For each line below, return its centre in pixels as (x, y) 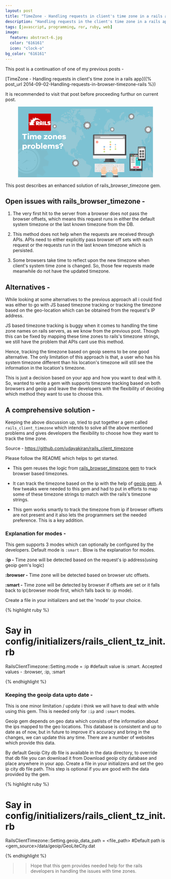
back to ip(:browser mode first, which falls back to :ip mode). (69, 590)
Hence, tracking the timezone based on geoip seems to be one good (77, 352)
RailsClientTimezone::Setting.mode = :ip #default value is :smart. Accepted (84, 667)
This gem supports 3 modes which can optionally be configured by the (80, 544)
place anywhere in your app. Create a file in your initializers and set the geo (84, 763)
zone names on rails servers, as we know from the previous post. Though (82, 331)
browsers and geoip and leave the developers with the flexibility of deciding (85, 389)
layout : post (19, 11)
